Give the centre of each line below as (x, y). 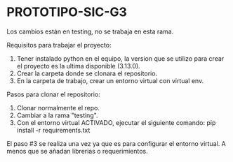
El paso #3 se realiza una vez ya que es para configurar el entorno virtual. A (116, 143)
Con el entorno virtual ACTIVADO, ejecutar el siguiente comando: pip (116, 122)
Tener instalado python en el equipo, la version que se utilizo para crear (120, 58)
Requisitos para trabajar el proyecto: (59, 45)
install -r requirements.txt (53, 130)
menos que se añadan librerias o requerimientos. (77, 151)
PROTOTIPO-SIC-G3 (67, 12)
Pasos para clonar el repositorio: (54, 94)
